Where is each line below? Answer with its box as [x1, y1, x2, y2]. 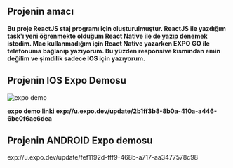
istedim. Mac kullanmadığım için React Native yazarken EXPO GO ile [7, 39, 211, 48]
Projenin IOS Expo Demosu [7, 75, 126, 86]
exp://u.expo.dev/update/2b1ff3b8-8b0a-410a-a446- [55, 107, 218, 115]
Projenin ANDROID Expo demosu [7, 135, 153, 147]
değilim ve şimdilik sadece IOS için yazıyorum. [7, 54, 146, 63]
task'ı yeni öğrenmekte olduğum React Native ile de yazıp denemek [7, 32, 208, 40]
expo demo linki [7, 107, 55, 115]
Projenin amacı [7, 6, 74, 18]
